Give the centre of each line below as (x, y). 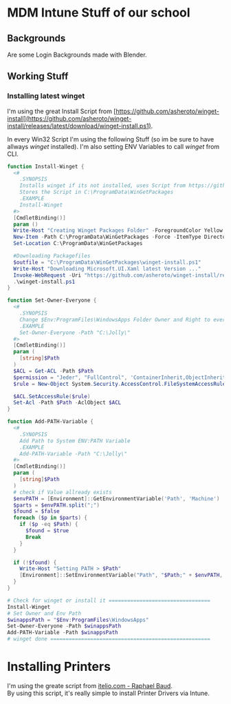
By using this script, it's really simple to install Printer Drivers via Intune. (108, 693)
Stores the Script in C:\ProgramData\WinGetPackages (97, 192)
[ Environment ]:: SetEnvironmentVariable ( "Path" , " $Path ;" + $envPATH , (121, 575)
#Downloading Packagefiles (52, 256)
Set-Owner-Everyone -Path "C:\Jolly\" (75, 333)
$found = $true (47, 531)
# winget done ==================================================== (109, 639)
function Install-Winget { (46, 166)
